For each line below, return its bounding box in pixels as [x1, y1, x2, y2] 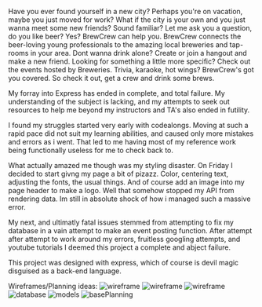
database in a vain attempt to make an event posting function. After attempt [8, 226, 253, 235]
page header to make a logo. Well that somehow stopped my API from [8, 186, 235, 195]
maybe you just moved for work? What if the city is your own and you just [8, 15, 246, 24]
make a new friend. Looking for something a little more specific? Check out [8, 57, 251, 66]
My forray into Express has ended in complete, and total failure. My [8, 89, 225, 97]
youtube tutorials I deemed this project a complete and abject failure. [8, 243, 231, 252]
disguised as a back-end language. [8, 266, 122, 276]
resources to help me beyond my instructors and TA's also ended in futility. [8, 105, 250, 115]
